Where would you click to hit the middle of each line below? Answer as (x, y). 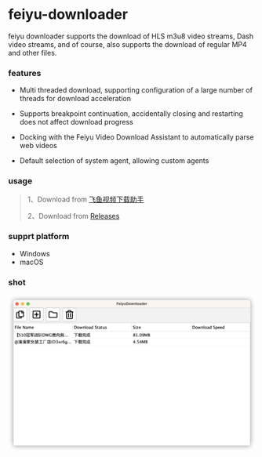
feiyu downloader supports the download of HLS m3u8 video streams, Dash (131, 36)
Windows (35, 253)
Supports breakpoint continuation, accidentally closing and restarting (131, 114)
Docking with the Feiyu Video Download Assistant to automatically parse (136, 137)
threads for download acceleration (75, 99)
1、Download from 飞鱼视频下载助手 (86, 199)
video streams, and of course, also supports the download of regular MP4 (127, 44)
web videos (38, 146)
